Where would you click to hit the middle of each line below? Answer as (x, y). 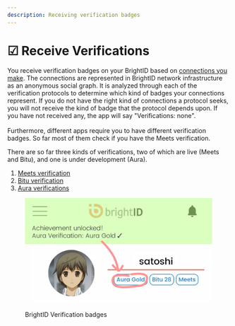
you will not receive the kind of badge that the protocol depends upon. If (113, 108)
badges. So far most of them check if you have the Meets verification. (109, 138)
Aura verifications (43, 188)
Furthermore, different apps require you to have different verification (107, 130)
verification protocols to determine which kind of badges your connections (116, 93)
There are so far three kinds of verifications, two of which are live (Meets (113, 151)
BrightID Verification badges (66, 315)
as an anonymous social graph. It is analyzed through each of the (102, 86)
